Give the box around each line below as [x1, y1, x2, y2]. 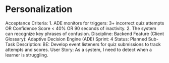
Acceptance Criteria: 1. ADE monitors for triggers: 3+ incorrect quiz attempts [5, 20, 164, 26]
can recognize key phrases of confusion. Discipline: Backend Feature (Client [5, 30, 164, 36]
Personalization [5, 3, 73, 15]
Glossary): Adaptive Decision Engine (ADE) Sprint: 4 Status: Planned [5, 36, 147, 42]
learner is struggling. [5, 51, 48, 58]
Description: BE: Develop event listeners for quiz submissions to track [16, 41, 161, 47]
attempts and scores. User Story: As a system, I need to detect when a [5, 46, 152, 52]
